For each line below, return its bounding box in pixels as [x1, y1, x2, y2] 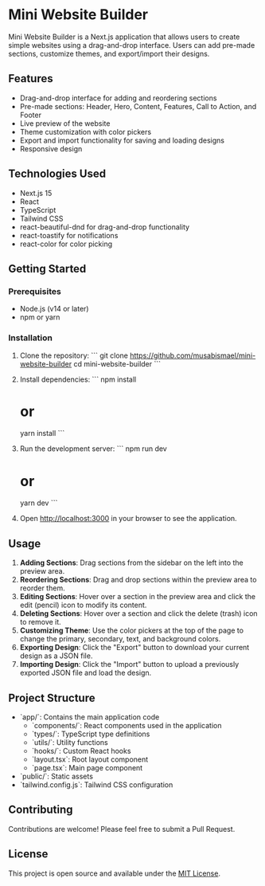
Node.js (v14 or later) [19, 304, 89, 314]
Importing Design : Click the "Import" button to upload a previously [19, 660, 240, 669]
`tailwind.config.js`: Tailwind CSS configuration [19, 780, 173, 790]
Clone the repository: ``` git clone [19, 351, 129, 360]
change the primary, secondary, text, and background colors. [19, 634, 221, 644]
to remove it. [19, 617, 61, 627]
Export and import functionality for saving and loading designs [19, 135, 225, 145]
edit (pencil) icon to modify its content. [19, 600, 147, 610]
